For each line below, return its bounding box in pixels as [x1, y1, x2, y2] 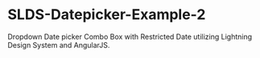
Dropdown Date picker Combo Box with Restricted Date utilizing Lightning [7, 32, 253, 41]
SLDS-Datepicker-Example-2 [7, 6, 206, 24]
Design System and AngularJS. [7, 40, 110, 49]
